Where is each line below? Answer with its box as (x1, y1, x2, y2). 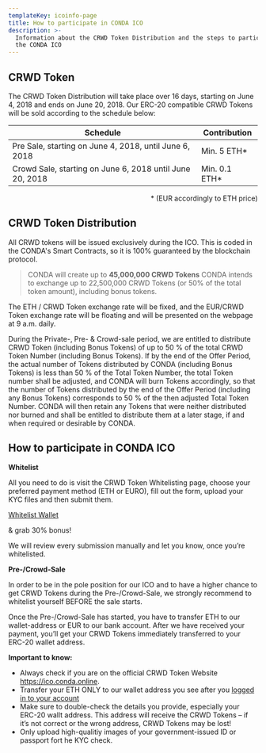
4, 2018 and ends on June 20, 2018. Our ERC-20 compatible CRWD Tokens (8, 100, 253, 109)
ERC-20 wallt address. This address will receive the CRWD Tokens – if (19, 710, 249, 720)
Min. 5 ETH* (200, 145, 248, 156)
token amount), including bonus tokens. (27, 286, 158, 296)
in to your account (19, 693, 80, 702)
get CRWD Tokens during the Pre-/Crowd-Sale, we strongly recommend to (8, 588, 252, 598)
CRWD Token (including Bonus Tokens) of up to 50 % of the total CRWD (8, 342, 244, 352)
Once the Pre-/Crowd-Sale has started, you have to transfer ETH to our (8, 612, 241, 621)
